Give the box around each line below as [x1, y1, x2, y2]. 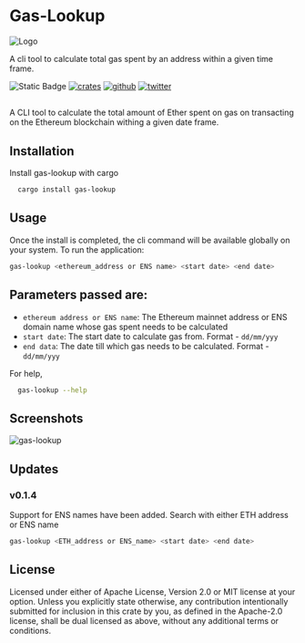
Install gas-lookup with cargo [9, 168, 119, 179]
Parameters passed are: [9, 287, 148, 303]
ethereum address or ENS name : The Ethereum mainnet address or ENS [22, 311, 288, 322]
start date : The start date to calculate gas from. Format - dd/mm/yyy [22, 330, 279, 342]
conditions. [9, 625, 52, 636]
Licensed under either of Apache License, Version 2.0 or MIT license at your [9, 586, 296, 597]
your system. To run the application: [9, 244, 145, 255]
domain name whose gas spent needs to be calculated [22, 321, 229, 332]
